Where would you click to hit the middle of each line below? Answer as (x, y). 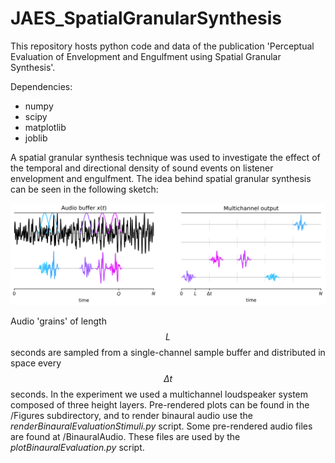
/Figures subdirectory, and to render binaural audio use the (131, 416)
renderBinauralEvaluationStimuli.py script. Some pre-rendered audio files (161, 426)
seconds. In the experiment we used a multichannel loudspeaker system (159, 394)
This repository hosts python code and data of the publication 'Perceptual (162, 46)
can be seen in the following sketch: (84, 189)
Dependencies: (41, 86)
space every (36, 363)
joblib (36, 138)
